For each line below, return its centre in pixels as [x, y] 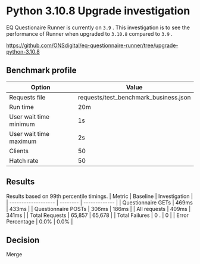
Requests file [27, 97]
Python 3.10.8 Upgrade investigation [98, 11]
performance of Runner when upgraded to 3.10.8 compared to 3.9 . [89, 33]
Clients [19, 151]
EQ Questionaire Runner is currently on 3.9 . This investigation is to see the [98, 27]
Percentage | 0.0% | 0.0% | [40, 221]
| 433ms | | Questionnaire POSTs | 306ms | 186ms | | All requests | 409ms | [99, 209]
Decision [23, 240]
